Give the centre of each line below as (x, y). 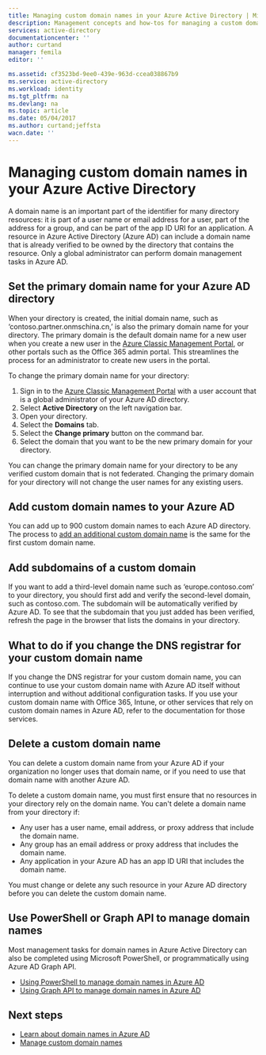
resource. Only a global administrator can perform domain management (125, 253)
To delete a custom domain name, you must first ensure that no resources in (133, 795)
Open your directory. (53, 416)
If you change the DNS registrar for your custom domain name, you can (125, 677)
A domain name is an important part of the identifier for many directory (124, 211)
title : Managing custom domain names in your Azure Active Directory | (129, 15)
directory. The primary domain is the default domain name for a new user (127, 334)
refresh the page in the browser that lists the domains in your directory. (124, 621)
